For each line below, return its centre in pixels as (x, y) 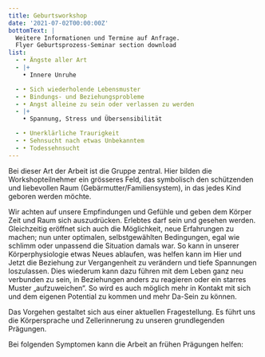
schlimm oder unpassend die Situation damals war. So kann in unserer (124, 245)
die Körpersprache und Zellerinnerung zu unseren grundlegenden (117, 320)
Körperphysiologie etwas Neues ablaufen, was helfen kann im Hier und (125, 254)
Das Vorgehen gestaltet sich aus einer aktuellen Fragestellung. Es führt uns (132, 312)
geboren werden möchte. (50, 196)
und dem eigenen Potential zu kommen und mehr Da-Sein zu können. (123, 296)
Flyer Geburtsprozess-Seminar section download (96, 45)
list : (17, 53)
